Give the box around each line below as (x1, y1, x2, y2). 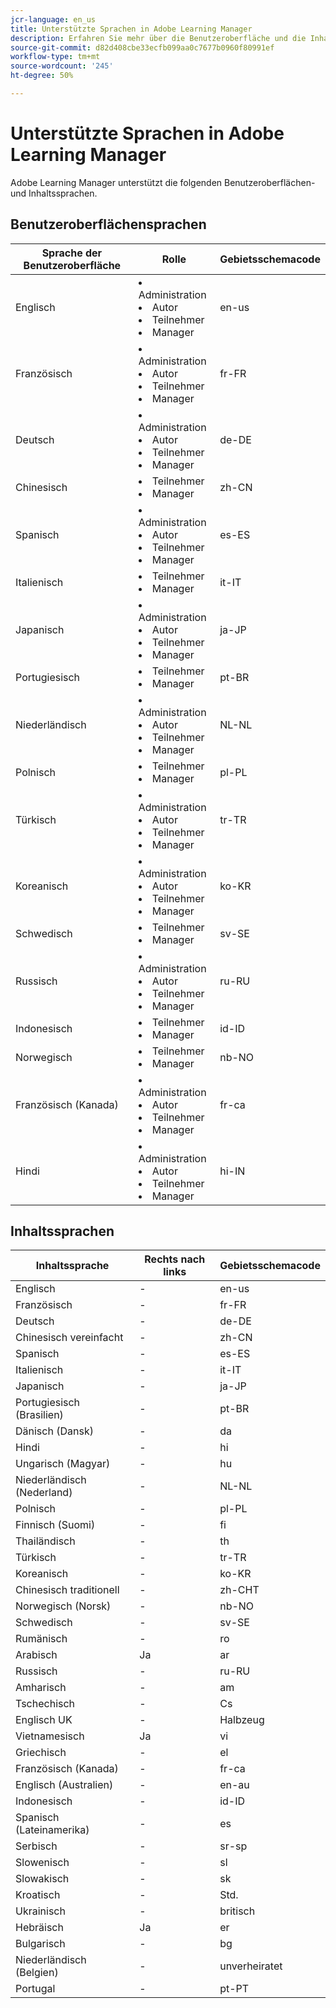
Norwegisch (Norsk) (15, 1599, 112, 1613)
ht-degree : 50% (10, 71, 74, 81)
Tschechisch (15, 1697, 76, 1711)
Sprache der (41, 246, 103, 260)
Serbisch (15, 1839, 58, 1853)
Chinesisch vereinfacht (15, 1331, 124, 1345)
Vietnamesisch (15, 1729, 85, 1743)
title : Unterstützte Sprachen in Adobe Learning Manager (10, 24, 253, 34)
